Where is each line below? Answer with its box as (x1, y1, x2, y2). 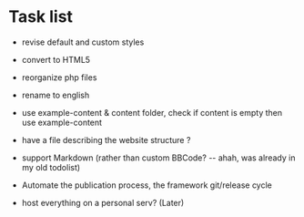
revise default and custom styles (21, 36, 145, 47)
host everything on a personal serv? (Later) (21, 197, 185, 208)
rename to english (21, 89, 90, 100)
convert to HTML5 (21, 54, 91, 65)
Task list (8, 6, 74, 27)
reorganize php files (21, 71, 97, 83)
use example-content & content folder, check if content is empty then (21, 107, 283, 118)
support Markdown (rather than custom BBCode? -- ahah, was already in (21, 152, 296, 163)
